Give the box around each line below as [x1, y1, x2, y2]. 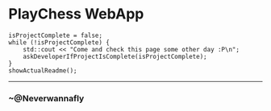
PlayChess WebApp [8, 5, 144, 23]
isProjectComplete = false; [8, 31, 103, 39]
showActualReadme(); [8, 66, 78, 75]
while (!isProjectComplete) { [8, 38, 110, 47]
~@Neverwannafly [8, 92, 85, 104]
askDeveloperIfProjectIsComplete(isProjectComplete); [23, 52, 207, 60]
